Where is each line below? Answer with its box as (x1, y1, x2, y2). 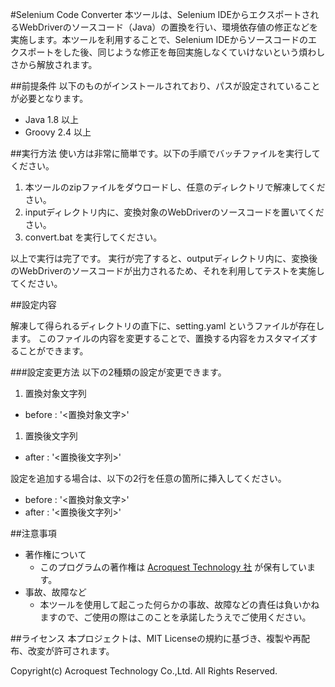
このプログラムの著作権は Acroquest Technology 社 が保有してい (39, 561, 307, 573)
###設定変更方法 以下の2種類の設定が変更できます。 (10, 366, 227, 378)
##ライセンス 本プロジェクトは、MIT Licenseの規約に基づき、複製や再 (10, 633, 302, 644)
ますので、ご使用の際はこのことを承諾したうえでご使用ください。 (39, 611, 312, 623)
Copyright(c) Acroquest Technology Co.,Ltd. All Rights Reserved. (10, 665, 278, 677)
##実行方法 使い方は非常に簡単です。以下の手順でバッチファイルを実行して (10, 148, 321, 159)
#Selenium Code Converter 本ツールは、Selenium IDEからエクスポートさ (10, 9, 311, 20)
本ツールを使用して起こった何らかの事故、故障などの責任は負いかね (39, 599, 320, 610)
